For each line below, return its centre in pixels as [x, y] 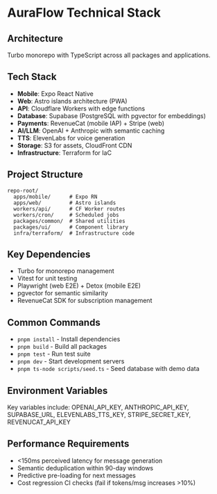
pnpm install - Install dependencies [69, 339]
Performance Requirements [68, 444]
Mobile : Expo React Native [55, 93]
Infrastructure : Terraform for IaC [64, 153]
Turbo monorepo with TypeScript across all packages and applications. [109, 55]
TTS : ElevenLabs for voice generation [71, 138]
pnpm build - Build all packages [62, 347]
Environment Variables [58, 390]
